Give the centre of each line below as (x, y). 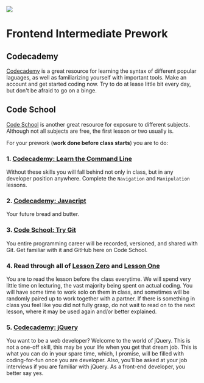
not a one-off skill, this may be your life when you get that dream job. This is (102, 347)
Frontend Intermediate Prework (87, 34)
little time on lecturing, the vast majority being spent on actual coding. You (100, 285)
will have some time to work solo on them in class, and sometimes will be (98, 292)
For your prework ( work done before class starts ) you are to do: (87, 143)
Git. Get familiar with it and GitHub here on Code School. (77, 250)
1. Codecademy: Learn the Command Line (69, 158)
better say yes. (25, 373)
